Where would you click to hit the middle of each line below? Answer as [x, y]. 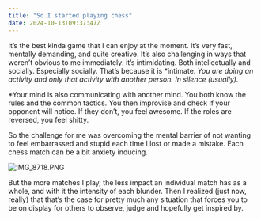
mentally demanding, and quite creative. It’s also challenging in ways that [127, 54]
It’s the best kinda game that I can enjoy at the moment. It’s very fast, [121, 45]
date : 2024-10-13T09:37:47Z [55, 23]
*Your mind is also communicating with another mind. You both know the [127, 94]
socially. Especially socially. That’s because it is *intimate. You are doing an [131, 70]
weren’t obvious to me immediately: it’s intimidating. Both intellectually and [129, 62]
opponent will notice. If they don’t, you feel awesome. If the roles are [120, 111]
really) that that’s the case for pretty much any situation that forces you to [128, 199]
